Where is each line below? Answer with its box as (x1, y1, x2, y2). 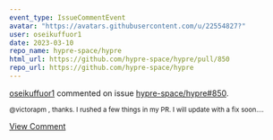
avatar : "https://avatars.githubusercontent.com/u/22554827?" (9, 22, 246, 31)
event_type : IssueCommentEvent (9, 13, 126, 22)
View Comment (9, 120, 66, 131)
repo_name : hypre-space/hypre (9, 47, 123, 56)
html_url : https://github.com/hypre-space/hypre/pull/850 (9, 55, 230, 64)
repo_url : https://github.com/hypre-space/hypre (9, 64, 194, 73)
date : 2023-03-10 (9, 38, 74, 48)
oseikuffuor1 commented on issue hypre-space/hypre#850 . (9, 87, 229, 99)
